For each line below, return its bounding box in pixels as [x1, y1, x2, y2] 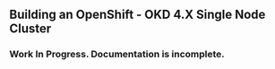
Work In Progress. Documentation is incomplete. [9, 48, 226, 61]
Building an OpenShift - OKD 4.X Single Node [9, 7, 266, 22]
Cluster [9, 22, 52, 37]
